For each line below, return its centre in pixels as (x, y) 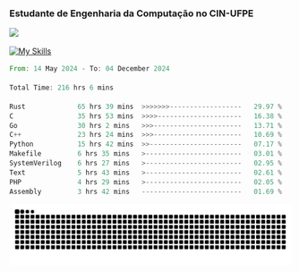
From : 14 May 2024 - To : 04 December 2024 (90, 69)
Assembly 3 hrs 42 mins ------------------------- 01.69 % (145, 191)
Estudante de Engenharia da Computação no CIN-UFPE (132, 13)
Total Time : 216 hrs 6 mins (62, 88)
